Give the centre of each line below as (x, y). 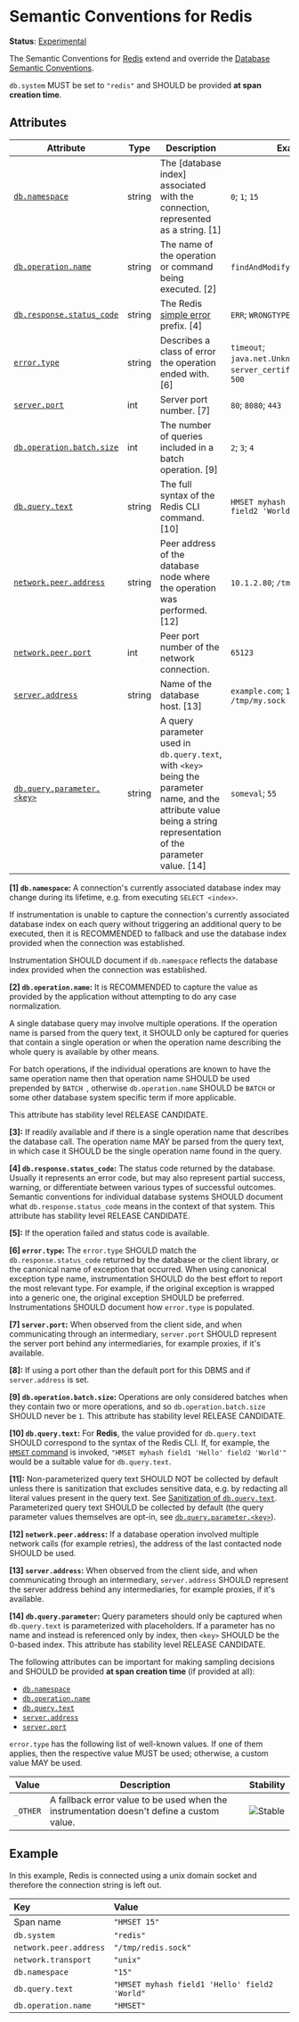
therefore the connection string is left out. (85, 1885)
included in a (186, 447)
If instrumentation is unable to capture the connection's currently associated (149, 914)
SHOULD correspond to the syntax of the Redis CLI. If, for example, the (139, 1442)
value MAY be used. (46, 1762)
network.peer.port (53, 652)
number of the (190, 647)
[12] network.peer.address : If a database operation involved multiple (134, 1534)
